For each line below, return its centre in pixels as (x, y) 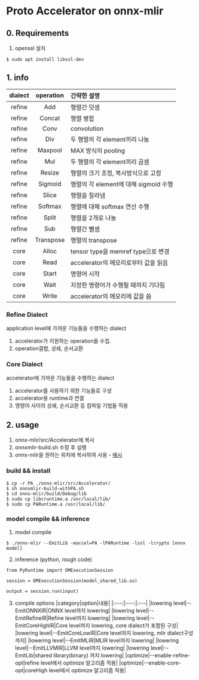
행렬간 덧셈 (85, 107)
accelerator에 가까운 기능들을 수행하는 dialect (60, 378)
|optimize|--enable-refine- (158, 655)
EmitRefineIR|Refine (39, 618)
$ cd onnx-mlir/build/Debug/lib (46, 494)
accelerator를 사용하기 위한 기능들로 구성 (63, 391)
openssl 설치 (30, 48)
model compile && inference (48, 519)
